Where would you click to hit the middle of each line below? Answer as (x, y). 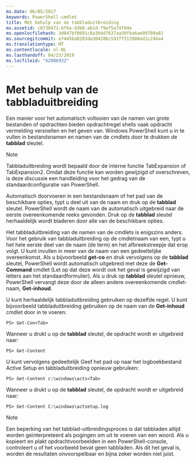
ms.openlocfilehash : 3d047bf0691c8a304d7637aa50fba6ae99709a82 (85, 33)
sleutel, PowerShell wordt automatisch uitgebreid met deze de (81, 263)
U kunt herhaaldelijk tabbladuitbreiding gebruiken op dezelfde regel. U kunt (97, 300)
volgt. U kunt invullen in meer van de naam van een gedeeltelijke (84, 251)
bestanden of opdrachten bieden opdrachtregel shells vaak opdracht (89, 124)
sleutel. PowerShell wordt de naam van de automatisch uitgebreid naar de (95, 208)
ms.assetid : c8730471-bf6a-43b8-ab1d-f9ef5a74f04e (69, 28)
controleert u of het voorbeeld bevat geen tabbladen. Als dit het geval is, (94, 448)
